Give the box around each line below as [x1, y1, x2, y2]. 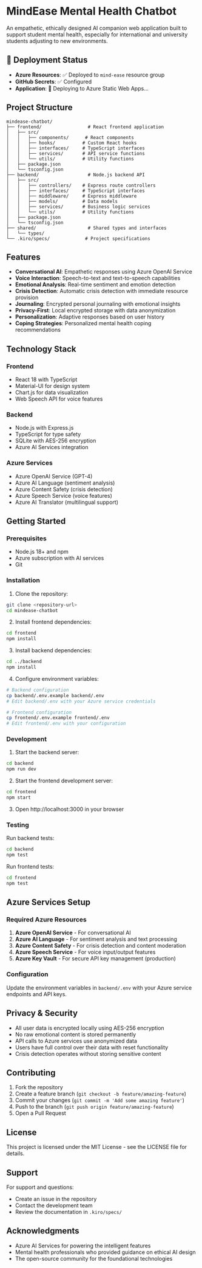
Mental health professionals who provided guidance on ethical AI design [15, 1248, 196, 1256]
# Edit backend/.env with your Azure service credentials [6, 698, 156, 705]
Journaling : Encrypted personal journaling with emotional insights [15, 300, 181, 308]
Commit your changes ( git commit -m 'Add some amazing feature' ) [15, 1097, 185, 1104]
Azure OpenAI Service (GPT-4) [15, 472, 93, 480]
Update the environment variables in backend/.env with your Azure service [6, 984, 192, 991]
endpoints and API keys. [6, 990, 67, 998]
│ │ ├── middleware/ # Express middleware [6, 193, 137, 199]
